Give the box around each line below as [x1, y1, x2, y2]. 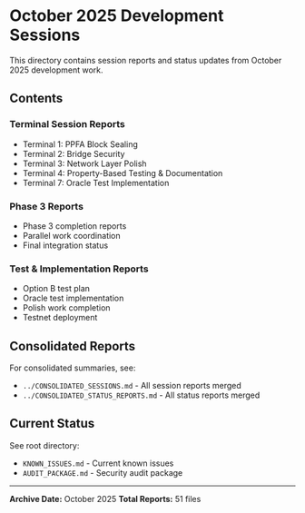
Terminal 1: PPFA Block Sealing [22, 138, 138, 150]
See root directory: [9, 439, 80, 450]
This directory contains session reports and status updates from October [9, 54, 282, 65]
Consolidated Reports [9, 338, 136, 354]
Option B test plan [22, 283, 91, 294]
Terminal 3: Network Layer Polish [22, 158, 147, 169]
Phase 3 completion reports [22, 220, 127, 232]
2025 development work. [9, 64, 103, 75]
